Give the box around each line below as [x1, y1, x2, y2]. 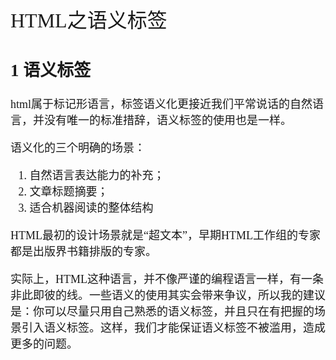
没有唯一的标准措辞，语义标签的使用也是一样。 [43, 114, 292, 128]
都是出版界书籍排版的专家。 [10, 245, 157, 259]
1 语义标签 [10, 60, 92, 80]
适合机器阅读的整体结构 [29, 201, 154, 215]
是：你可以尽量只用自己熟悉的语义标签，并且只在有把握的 [10, 305, 315, 319]
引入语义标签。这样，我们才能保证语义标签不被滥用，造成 [21, 321, 326, 335]
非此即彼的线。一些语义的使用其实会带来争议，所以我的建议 [10, 289, 326, 303]
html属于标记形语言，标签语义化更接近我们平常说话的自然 [10, 98, 313, 112]
